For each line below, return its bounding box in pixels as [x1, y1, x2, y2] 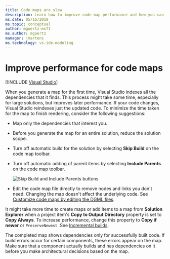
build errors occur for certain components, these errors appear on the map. [5, 237, 163, 243]
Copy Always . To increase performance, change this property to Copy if [5, 216, 157, 223]
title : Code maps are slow [5, 7, 62, 13]
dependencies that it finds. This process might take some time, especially [5, 94, 159, 100]
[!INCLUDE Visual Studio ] [5, 79, 58, 85]
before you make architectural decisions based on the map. [5, 248, 130, 254]
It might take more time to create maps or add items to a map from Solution [5, 206, 163, 212]
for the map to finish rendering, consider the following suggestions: [5, 110, 146, 117]
